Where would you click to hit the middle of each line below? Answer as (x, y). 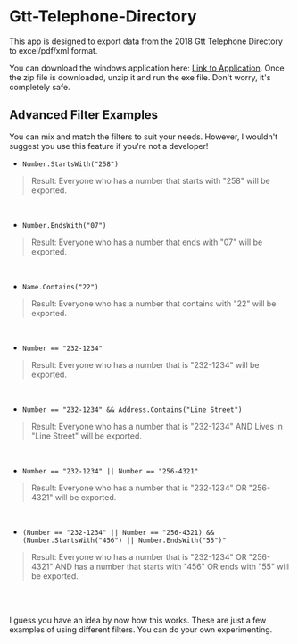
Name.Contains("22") (60, 287)
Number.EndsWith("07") (64, 225)
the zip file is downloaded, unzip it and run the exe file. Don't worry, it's (140, 77)
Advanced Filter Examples (84, 115)
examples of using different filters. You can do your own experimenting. (141, 629)
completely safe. (40, 87)
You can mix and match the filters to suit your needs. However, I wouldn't (144, 137)
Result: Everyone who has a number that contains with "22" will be (153, 303)
